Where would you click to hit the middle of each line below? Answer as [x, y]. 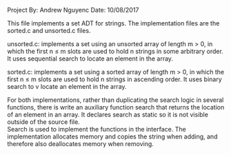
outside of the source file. [44, 122]
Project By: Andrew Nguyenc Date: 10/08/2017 [73, 10]
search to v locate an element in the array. [67, 86]
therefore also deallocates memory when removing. [80, 144]
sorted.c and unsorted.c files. [49, 31]
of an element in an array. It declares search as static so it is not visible [108, 114]
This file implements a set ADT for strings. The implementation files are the [113, 23]
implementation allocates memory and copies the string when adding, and [112, 136]
